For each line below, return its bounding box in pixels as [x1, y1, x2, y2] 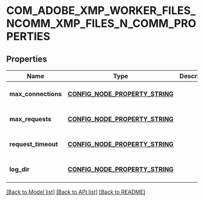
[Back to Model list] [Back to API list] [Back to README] [6, 188, 146, 196]
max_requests [9, 115, 52, 123]
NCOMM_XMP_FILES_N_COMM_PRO [6, 16, 196, 30]
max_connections [9, 90, 62, 98]
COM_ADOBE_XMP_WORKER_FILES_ [6, 4, 196, 18]
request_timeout [9, 140, 58, 148]
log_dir [9, 165, 30, 174]
